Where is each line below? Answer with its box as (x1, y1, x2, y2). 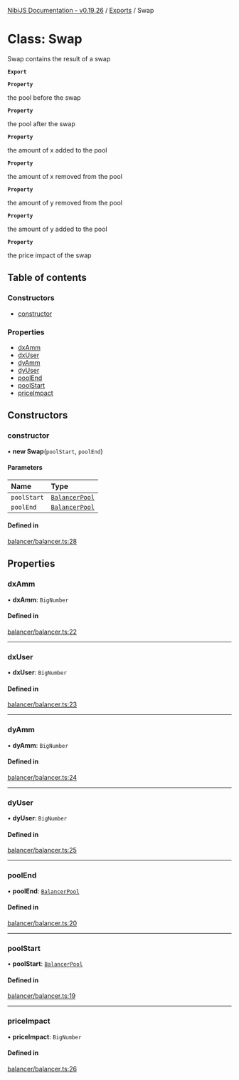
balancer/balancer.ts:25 (7, 846, 77, 855)
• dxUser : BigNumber (7, 668, 68, 677)
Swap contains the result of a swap (7, 54, 111, 63)
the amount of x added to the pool (7, 145, 107, 154)
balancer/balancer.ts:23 (7, 700, 77, 709)
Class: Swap (7, 31, 83, 47)
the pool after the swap (7, 119, 76, 128)
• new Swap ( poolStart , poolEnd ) (7, 447, 103, 456)
